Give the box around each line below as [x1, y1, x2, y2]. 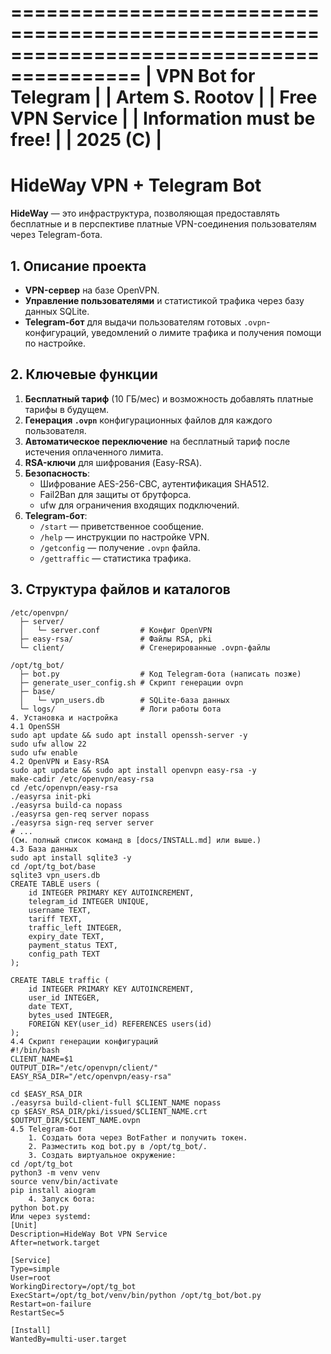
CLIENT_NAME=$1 [10, 1054, 74, 1064]
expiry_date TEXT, [28, 931, 105, 941]
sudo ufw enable [10, 747, 78, 758]
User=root [10, 1272, 52, 1283]
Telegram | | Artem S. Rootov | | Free [10, 86, 318, 109]
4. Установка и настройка [10, 712, 118, 723]
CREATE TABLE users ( [10, 879, 101, 889]
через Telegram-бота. [10, 229, 103, 241]
